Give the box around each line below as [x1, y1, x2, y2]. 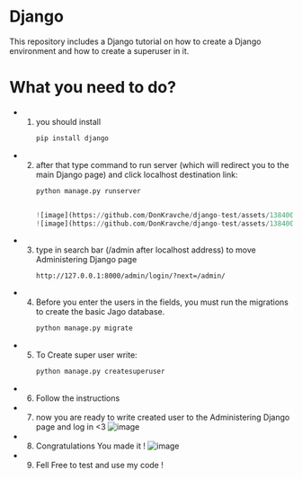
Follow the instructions [35, 393, 120, 404]
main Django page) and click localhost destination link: [35, 169, 238, 180]
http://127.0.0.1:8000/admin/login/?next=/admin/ [35, 271, 226, 280]
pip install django [35, 133, 110, 143]
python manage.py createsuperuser [35, 367, 165, 377]
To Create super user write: [35, 350, 138, 360]
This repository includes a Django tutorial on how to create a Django [9, 36, 262, 47]
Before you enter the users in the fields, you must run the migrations [35, 297, 289, 307]
